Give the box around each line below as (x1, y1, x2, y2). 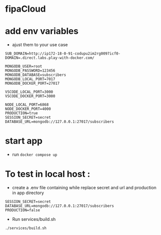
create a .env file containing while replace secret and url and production (12, 185, 157, 190)
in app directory (12, 190, 44, 196)
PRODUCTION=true (5, 111, 38, 116)
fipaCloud (5, 3, 46, 15)
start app (5, 135, 43, 146)
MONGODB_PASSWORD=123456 (5, 68, 55, 73)
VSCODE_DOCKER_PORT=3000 (5, 94, 55, 99)
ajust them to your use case (12, 42, 68, 48)
